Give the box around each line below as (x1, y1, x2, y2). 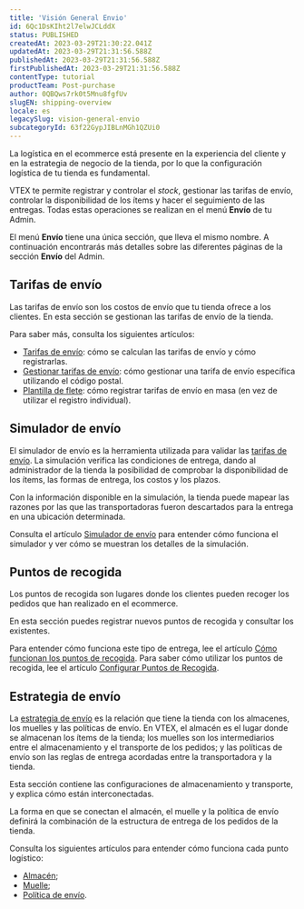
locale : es (9, 106, 51, 115)
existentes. (9, 625, 51, 636)
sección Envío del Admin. (9, 251, 105, 262)
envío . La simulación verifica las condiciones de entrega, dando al (9, 454, 257, 465)
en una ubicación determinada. (9, 511, 126, 522)
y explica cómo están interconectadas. (9, 788, 154, 800)
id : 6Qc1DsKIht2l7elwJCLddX (9, 22, 116, 31)
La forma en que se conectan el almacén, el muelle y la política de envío (9, 806, 279, 817)
